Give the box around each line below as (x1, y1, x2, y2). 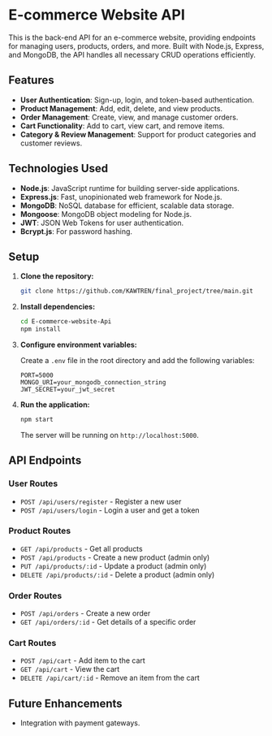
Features (8, 73, 54, 87)
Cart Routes (8, 638, 57, 649)
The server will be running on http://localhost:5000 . (19, 430, 199, 439)
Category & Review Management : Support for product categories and (19, 129, 257, 139)
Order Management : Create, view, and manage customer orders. (19, 112, 239, 122)
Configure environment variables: (19, 340, 137, 349)
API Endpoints (8, 453, 82, 468)
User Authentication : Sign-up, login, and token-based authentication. (19, 95, 254, 105)
